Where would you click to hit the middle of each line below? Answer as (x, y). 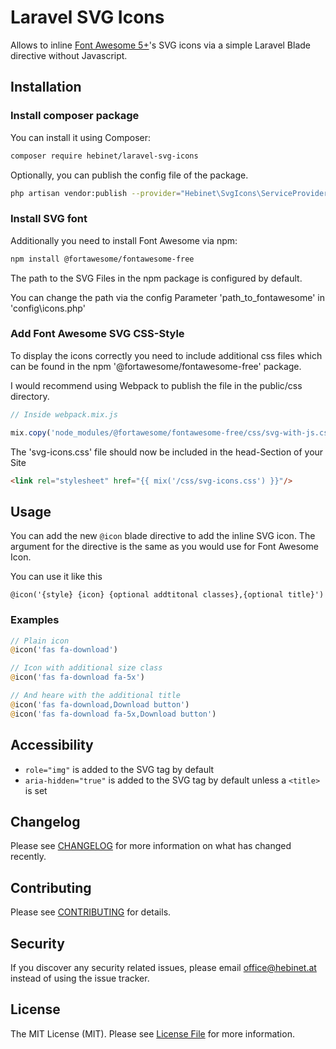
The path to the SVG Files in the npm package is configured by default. (156, 278)
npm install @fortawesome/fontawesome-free (102, 259)
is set (36, 790)
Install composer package (75, 116)
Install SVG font (49, 219)
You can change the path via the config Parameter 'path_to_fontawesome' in (167, 297)
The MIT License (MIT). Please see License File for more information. (152, 1033)
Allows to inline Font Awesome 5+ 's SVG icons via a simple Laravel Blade (161, 45)
